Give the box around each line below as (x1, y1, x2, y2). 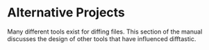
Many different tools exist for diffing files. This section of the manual (7, 27, 203, 36)
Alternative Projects (7, 5, 125, 21)
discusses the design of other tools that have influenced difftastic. (7, 34, 197, 42)
